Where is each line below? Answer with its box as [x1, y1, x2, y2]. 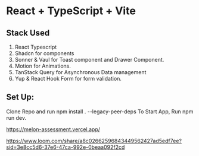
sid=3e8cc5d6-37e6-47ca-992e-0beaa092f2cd [6, 144, 125, 151]
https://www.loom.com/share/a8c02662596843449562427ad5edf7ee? [6, 137, 182, 144]
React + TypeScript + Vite [6, 4, 136, 18]
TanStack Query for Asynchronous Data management [14, 69, 147, 75]
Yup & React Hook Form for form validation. [14, 75, 122, 82]
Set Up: [6, 92, 35, 102]
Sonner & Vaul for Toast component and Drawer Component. [14, 56, 164, 63]
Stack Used [6, 28, 50, 38]
